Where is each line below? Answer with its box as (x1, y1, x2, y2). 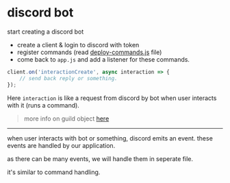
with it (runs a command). (7, 101, 80, 109)
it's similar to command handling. (7, 168, 101, 176)
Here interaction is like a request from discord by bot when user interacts (7, 94, 217, 102)
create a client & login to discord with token (16, 40, 140, 49)
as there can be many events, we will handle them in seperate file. (7, 154, 194, 162)
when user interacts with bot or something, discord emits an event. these (7, 134, 214, 142)
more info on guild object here (23, 114, 110, 123)
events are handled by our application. (7, 141, 116, 149)
